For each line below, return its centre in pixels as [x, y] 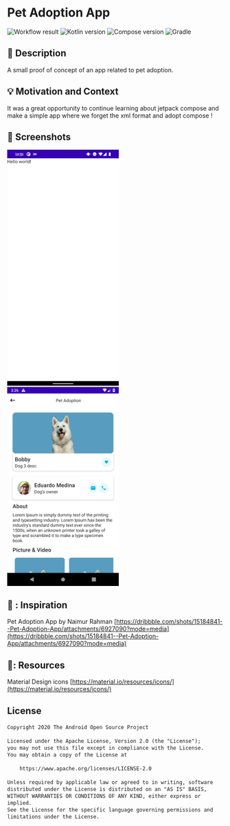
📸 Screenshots [39, 137]
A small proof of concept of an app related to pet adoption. [90, 69]
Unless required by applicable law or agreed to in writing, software [110, 782]
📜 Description [37, 53]
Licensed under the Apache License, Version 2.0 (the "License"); [104, 741]
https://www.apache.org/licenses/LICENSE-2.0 [86, 768]
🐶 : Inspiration [37, 605]
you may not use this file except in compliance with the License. [106, 748]
